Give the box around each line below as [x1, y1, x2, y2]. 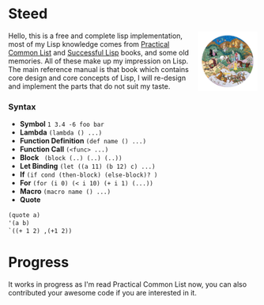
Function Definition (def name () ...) [19, 136, 147, 146]
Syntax [8, 101, 36, 112]
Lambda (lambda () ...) [19, 128, 103, 137]
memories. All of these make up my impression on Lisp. [8, 56, 189, 66]
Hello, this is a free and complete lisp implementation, [8, 31, 183, 40]
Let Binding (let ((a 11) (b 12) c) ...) [19, 162, 156, 171]
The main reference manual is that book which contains [8, 64, 190, 74]
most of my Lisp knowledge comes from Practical [8, 39, 170, 48]
